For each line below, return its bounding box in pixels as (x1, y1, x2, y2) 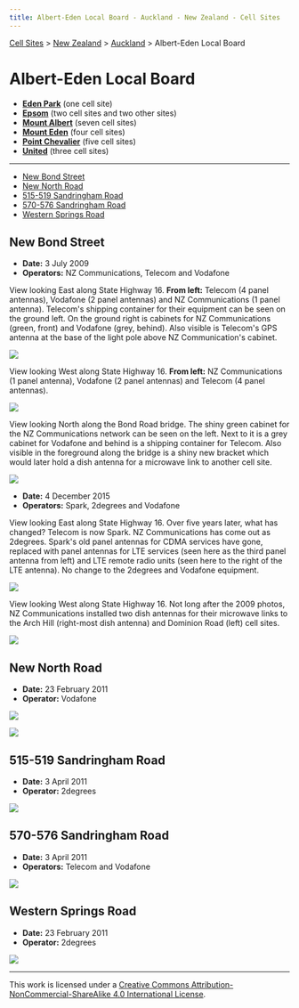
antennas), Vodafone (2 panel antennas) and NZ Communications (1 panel (9, 295, 280, 305)
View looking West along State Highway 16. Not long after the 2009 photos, (9, 598, 286, 610)
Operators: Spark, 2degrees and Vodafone (21, 500, 181, 511)
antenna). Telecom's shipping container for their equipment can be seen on (9, 304, 287, 314)
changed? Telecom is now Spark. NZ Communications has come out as (9, 527, 271, 538)
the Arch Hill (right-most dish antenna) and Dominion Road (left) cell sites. (9, 618, 280, 629)
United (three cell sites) (21, 145, 109, 156)
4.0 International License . (112, 988, 206, 999)
